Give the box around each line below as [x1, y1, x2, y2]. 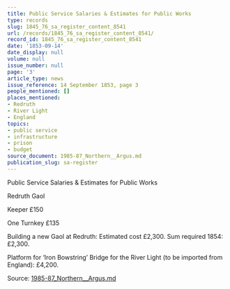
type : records [7, 17, 49, 24]
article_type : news [7, 75, 64, 82]
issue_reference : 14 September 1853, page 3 [7, 81, 139, 88]
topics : [7, 120, 30, 127]
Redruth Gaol [7, 192, 45, 200]
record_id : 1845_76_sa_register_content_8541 [7, 36, 141, 43]
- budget [7, 146, 33, 153]
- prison [7, 140, 33, 147]
